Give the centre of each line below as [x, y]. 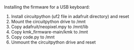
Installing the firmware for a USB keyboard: [47, 7]
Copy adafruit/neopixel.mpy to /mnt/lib [50, 27]
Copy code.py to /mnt [33, 37]
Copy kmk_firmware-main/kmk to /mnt [50, 32]
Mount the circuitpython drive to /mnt [48, 22]
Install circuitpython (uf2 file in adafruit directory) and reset [70, 16]
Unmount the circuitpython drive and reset [53, 42]
